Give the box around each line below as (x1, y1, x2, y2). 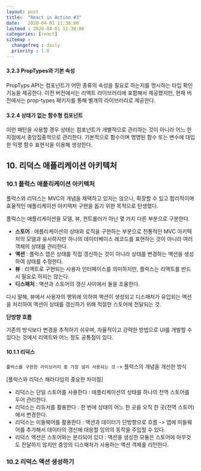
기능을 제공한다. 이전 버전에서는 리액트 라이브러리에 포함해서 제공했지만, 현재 (6, 89, 186, 96)
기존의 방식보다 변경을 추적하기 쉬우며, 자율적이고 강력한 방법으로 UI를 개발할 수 (6, 326, 193, 333)
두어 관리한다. (14, 396, 48, 403)
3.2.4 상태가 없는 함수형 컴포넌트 (6, 112, 83, 119)
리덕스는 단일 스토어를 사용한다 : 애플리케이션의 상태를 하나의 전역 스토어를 (14, 389, 190, 396)
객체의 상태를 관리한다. (14, 243, 68, 250)
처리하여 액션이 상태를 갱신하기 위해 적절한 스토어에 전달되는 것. (12, 300, 161, 308)
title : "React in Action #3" (6, 14, 82, 20)
